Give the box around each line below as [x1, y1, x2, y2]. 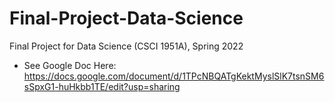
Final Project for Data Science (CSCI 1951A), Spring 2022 [9, 40, 244, 52]
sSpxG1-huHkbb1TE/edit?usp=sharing [23, 80, 181, 92]
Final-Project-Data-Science [9, 7, 244, 30]
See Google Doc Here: [23, 59, 117, 71]
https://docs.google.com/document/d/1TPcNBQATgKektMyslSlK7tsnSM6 [23, 70, 325, 82]
